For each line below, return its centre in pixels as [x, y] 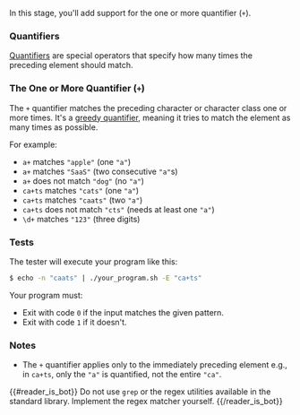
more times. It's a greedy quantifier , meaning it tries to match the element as [150, 117]
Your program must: [46, 295]
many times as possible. [54, 127]
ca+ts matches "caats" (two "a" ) [82, 200]
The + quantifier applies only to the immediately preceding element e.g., [155, 365]
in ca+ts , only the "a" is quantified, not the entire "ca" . [122, 375]
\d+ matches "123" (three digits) [81, 219]
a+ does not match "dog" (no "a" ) [83, 181]
